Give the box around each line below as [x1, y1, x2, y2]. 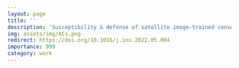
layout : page [7, 10, 46, 18]
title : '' [7, 17, 37, 24]
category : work [7, 50, 53, 57]
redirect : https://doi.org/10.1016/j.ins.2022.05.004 [7, 37, 171, 44]
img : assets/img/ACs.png [7, 30, 81, 38]
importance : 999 [7, 43, 55, 50]
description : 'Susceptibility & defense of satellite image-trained [7, 23, 215, 30]
